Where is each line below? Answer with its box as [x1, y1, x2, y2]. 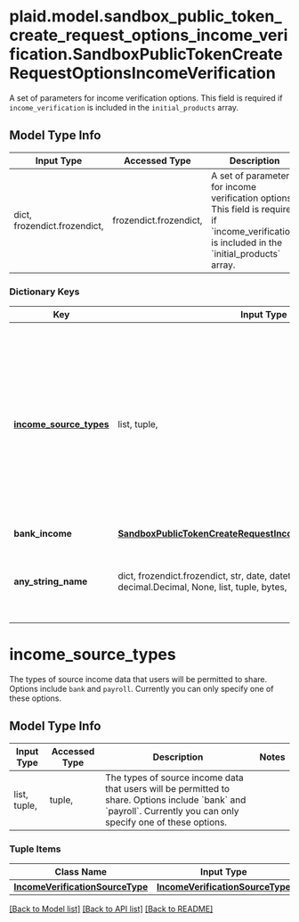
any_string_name [13, 575, 88, 588]
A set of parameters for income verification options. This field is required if [9, 92, 283, 103]
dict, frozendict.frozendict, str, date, [117, 570, 268, 582]
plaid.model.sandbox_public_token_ [9, 6, 282, 27]
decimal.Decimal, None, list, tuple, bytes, [117, 581, 287, 594]
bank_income [13, 528, 73, 540]
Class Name [54, 866, 108, 878]
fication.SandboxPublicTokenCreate [9, 45, 283, 64]
